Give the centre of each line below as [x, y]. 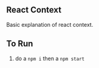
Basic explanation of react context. [50, 24]
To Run [20, 44]
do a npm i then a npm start [50, 58]
